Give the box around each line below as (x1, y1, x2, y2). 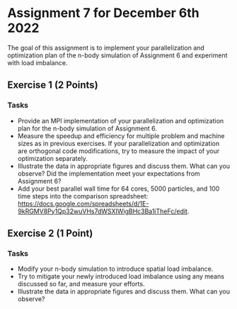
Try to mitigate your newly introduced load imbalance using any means (17, 272, 225, 281)
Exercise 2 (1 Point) (7, 227, 93, 240)
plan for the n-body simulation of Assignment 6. (17, 124, 158, 133)
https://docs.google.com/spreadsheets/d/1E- (17, 199, 149, 208)
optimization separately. (17, 154, 88, 162)
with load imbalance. (7, 58, 68, 67)
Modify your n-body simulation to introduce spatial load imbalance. (17, 264, 214, 274)
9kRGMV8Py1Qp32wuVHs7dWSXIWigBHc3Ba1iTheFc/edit (17, 207, 187, 215)
